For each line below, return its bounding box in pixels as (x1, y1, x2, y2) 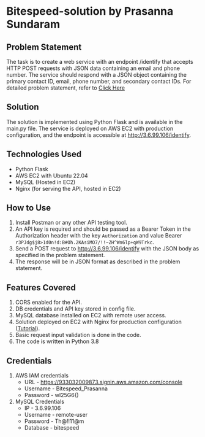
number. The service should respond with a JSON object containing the (6, 71, 187, 78)
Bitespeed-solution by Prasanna (6, 4, 174, 18)
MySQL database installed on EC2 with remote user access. (15, 312, 166, 319)
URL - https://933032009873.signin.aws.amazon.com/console (24, 379, 182, 386)
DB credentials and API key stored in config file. (15, 305, 136, 312)
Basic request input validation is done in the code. (15, 331, 141, 339)
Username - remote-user (24, 411, 88, 419)
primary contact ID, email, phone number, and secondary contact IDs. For (6, 78, 192, 85)
